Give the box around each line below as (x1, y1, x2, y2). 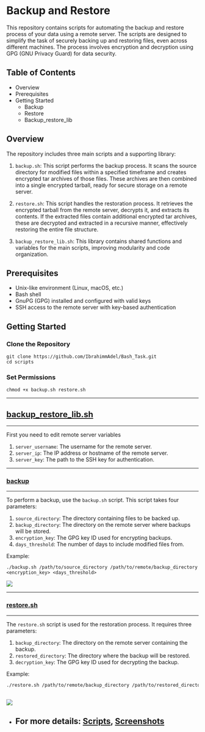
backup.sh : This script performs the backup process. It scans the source (15, 162, 197, 169)
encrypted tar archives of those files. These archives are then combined (15, 175, 197, 182)
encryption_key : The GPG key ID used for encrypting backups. (15, 534, 173, 542)
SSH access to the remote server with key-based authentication (15, 303, 176, 311)
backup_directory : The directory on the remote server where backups (15, 521, 191, 529)
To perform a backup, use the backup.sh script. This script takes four (6, 496, 179, 504)
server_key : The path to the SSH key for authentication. (15, 456, 154, 463)
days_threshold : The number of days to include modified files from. (15, 541, 185, 548)
